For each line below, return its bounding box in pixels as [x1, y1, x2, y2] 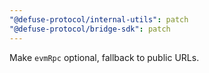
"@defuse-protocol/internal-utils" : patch [9, 14, 189, 25]
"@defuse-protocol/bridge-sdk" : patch [9, 24, 171, 34]
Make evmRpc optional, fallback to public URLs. [9, 51, 200, 63]
